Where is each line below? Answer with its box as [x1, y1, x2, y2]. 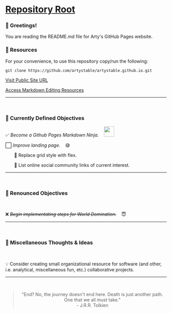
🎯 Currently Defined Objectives [5, 114, 84, 122]
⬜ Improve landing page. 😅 [5, 142, 70, 148]
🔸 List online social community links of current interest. [14, 162, 130, 168]
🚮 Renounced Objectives [5, 190, 68, 197]
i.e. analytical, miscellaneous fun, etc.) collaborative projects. [5, 266, 135, 272]
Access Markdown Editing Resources [5, 87, 84, 93]
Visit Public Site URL [5, 77, 49, 83]
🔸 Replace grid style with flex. [14, 152, 77, 159]
